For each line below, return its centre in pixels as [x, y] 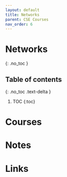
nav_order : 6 [19, 24]
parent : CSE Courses [27, 19]
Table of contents [33, 79]
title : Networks [22, 15]
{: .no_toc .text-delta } [28, 92]
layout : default [22, 10]
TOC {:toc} [24, 101]
